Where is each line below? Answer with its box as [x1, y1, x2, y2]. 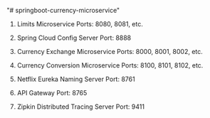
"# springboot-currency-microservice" [6, 6, 120, 14]
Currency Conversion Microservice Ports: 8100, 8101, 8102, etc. [16, 61, 204, 70]
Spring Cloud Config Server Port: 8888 [16, 33, 132, 42]
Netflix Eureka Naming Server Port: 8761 [16, 75, 136, 83]
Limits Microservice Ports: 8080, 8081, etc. [16, 20, 144, 28]
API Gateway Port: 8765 [16, 89, 88, 97]
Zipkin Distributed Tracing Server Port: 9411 [16, 102, 145, 111]
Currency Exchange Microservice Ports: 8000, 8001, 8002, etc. [16, 48, 204, 55]
